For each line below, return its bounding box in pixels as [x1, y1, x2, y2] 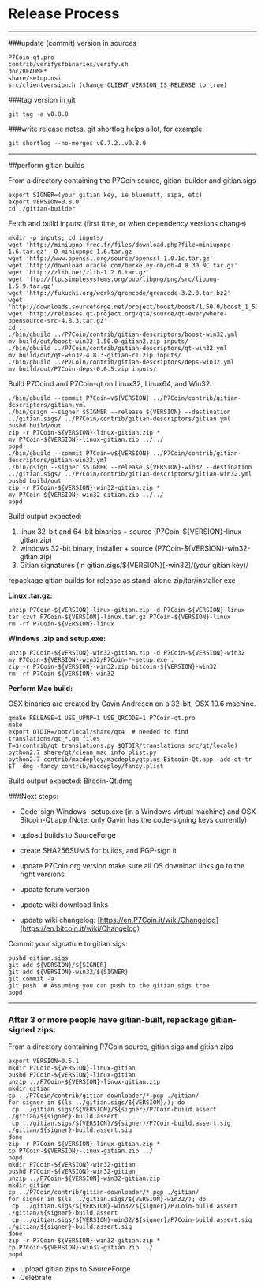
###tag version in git [8, 95, 77, 104]
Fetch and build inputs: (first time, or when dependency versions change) [8, 218, 247, 228]
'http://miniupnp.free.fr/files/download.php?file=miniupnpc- [25, 241, 235, 248]
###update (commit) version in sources [8, 38, 136, 47]
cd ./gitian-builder [8, 204, 77, 213]
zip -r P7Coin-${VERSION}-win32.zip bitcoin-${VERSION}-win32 [8, 663, 217, 670]
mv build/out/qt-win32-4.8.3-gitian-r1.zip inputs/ [8, 351, 181, 359]
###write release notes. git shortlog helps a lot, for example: [8, 124, 205, 133]
